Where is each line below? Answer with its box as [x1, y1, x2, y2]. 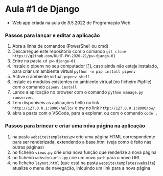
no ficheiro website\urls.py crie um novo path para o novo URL [12, 154, 140, 160]
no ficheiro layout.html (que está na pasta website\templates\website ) [12, 160, 156, 166]
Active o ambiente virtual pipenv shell [12, 74, 91, 80]
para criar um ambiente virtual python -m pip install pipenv [12, 68, 136, 74]
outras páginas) [12, 144, 44, 150]
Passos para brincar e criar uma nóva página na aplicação [5, 122, 145, 129]
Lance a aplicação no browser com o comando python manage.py [12, 89, 143, 95]
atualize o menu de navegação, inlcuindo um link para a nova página [12, 165, 151, 171]
